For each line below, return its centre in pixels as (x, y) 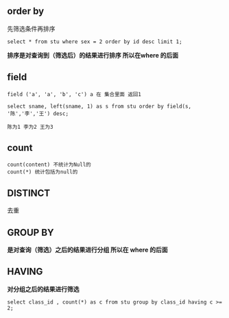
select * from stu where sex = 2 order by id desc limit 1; (95, 41)
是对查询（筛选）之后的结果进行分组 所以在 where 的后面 (87, 250)
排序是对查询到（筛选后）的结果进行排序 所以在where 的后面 (93, 55)
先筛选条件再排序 (31, 28)
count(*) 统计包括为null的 (43, 172)
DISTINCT (29, 193)
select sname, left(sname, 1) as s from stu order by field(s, (99, 106)
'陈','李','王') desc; (38, 113)
